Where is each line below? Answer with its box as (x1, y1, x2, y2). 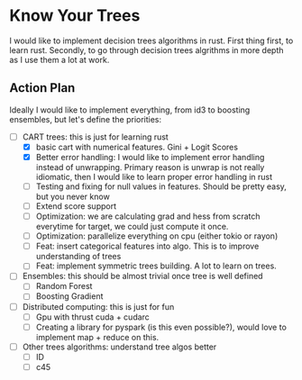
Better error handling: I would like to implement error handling (35, 151, 265, 162)
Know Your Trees (9, 5, 141, 26)
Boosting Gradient (35, 291, 104, 302)
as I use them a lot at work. (9, 54, 110, 65)
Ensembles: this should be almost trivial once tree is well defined (22, 271, 263, 282)
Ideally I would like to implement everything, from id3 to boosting (9, 104, 251, 115)
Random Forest (35, 281, 93, 292)
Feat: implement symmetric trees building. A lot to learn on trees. (35, 260, 277, 271)
